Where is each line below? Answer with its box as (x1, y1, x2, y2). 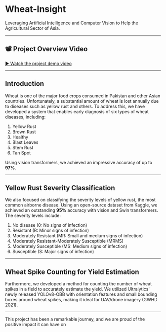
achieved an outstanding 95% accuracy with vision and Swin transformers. (5, 207, 158, 213)
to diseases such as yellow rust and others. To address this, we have (5, 103, 145, 109)
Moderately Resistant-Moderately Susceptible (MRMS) (12, 238, 124, 244)
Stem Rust (12, 144, 34, 150)
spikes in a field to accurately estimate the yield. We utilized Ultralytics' (5, 286, 150, 292)
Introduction (5, 79, 44, 88)
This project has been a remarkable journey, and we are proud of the (5, 316, 145, 322)
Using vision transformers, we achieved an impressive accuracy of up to (5, 159, 153, 165)
